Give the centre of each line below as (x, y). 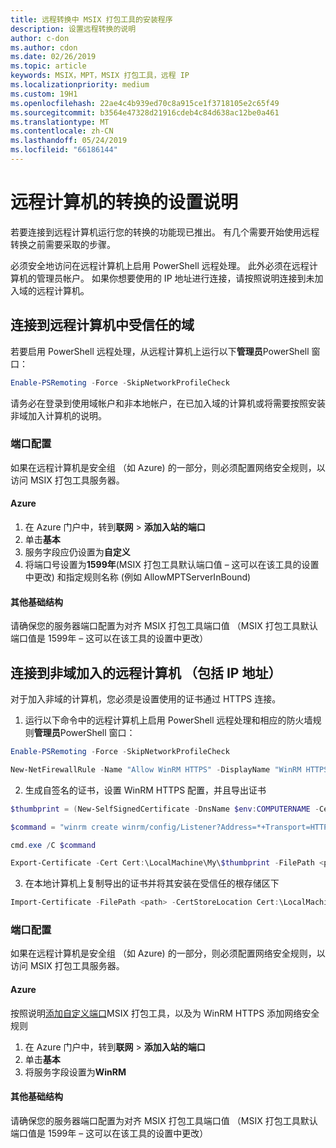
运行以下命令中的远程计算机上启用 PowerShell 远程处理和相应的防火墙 (168, 720)
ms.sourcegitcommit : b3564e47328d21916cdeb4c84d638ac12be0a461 (145, 112)
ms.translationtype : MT (60, 122)
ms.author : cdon (44, 47)
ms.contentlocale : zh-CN (62, 131)
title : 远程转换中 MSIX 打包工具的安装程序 (91, 19)
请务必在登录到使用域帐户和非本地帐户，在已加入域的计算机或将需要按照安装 (168, 403)
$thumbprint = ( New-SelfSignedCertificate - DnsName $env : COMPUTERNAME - (165, 809)
